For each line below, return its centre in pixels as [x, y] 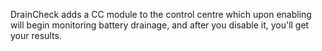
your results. [36, 35]
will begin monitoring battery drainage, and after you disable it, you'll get [160, 25]
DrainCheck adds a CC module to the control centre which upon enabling [161, 14]
